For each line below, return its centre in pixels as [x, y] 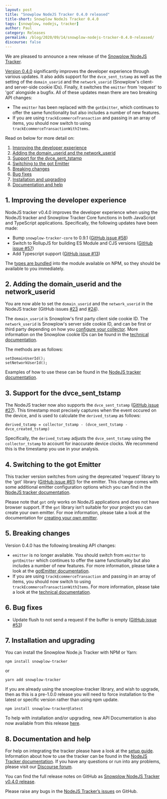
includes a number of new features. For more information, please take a [85, 565]
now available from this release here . [43, 723]
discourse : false [23, 42]
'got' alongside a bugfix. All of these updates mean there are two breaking [81, 92]
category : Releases [25, 33]
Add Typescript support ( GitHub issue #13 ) [56, 254]
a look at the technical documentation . [51, 592]
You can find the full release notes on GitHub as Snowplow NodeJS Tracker [83, 777]
